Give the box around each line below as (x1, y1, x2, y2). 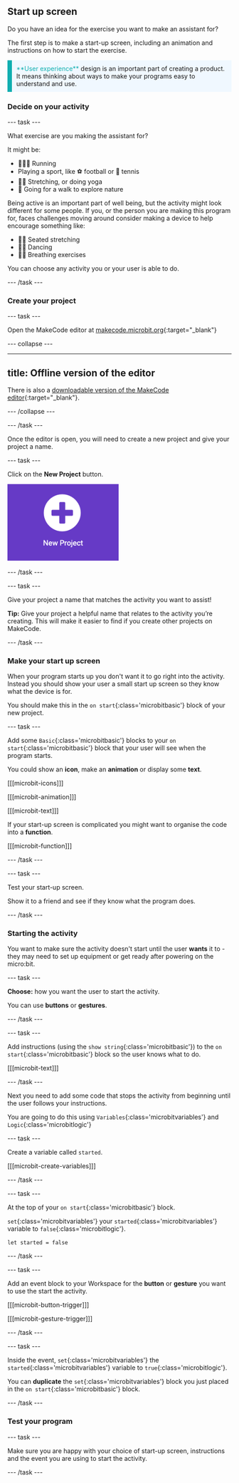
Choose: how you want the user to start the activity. (7, 987, 160, 996)
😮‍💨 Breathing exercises (17, 251, 87, 259)
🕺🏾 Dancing (17, 243, 53, 251)
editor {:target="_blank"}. (7, 393, 80, 402)
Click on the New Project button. (7, 470, 104, 479)
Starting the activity (7, 928, 78, 938)
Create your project (7, 296, 76, 306)
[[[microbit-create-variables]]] (7, 1162, 96, 1170)
